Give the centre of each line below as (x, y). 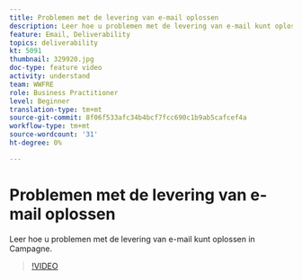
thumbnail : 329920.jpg (52, 59)
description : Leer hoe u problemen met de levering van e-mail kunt (140, 26)
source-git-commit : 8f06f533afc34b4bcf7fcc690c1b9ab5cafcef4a (128, 118)
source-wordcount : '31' (54, 135)
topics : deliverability (54, 43)
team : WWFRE (31, 84)
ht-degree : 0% (36, 143)
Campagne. (31, 249)
